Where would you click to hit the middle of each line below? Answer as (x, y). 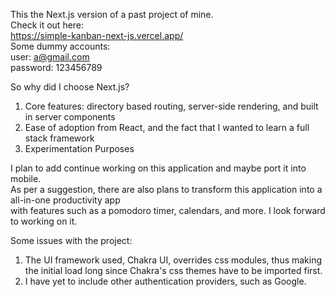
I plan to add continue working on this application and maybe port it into (158, 168)
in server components (70, 117)
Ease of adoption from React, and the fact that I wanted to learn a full (167, 127)
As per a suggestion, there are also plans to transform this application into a (166, 189)
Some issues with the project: (71, 240)
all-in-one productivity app (65, 200)
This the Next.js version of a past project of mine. (112, 14)
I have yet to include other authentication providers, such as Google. (165, 281)
